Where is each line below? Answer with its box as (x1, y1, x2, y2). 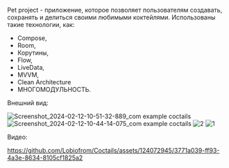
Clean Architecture (17, 78, 71, 86)
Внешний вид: (7, 99, 49, 106)
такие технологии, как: (7, 21, 75, 28)
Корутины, (17, 48, 49, 57)
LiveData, (17, 64, 45, 71)
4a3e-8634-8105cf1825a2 (7, 153, 83, 162)
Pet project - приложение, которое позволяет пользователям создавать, (7, 6, 223, 14)
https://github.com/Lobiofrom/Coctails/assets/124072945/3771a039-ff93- (7, 147, 220, 154)
